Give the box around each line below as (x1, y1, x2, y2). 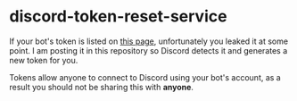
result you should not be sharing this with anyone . (9, 81, 194, 92)
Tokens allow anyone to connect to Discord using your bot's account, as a (9, 72, 281, 82)
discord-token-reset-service (9, 6, 227, 27)
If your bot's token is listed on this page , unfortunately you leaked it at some (9, 36, 288, 46)
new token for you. (9, 55, 78, 65)
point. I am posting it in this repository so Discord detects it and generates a (9, 45, 288, 55)
